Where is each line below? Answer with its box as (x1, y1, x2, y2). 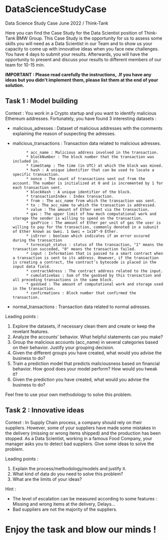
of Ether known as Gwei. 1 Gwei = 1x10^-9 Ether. (12, 229, 119, 234)
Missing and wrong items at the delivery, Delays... (12, 501, 115, 507)
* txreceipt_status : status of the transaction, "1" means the (26, 242, 163, 247)
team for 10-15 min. (5, 62, 45, 68)
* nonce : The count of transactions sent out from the (26, 176, 145, 181)
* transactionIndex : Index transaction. (26, 194, 114, 199)
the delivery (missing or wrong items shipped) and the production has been (5, 430, 161, 436)
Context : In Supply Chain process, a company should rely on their (5, 419, 142, 425)
